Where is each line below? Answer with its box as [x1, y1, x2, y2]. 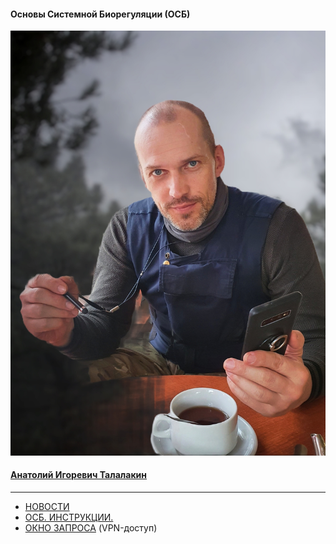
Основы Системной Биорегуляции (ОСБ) [10, 8, 191, 20]
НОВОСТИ [24, 500, 70, 512]
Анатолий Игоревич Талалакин [10, 469, 147, 481]
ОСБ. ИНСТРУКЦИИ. [24, 511, 114, 523]
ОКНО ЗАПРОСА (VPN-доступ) [24, 521, 158, 534]
